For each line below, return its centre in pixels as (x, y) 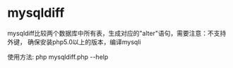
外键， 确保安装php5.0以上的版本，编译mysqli (74, 42)
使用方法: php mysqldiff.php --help (58, 57)
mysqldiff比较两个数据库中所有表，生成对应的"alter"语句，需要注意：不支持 (117, 33)
